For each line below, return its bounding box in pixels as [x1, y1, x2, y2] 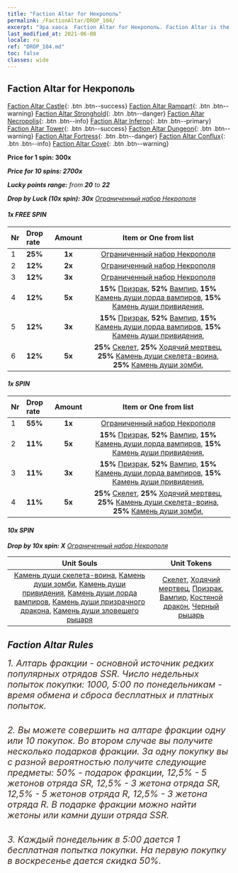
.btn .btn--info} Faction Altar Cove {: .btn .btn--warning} [7, 139, 169, 147]
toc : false [7, 50, 40, 57]
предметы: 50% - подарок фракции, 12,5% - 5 [7, 767, 207, 778]
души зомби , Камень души [33, 579, 126, 589]
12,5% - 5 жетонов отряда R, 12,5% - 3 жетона [7, 788, 208, 799]
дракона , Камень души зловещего [20, 606, 140, 616]
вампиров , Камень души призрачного [13, 597, 145, 607]
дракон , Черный [163, 602, 220, 612]
